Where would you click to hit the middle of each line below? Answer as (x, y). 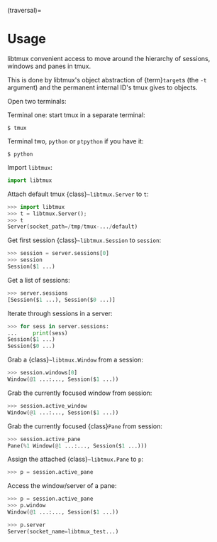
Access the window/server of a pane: (62, 486)
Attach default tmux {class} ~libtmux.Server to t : (78, 194)
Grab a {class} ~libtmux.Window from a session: (76, 360)
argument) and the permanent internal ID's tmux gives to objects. (102, 87)
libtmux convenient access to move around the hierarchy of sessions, (109, 58)
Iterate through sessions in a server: (60, 313)
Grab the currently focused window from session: (80, 393)
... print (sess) (38, 333)
